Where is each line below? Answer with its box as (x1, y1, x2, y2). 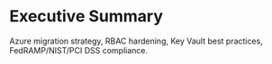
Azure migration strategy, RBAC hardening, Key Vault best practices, (9, 36, 263, 46)
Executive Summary (9, 6, 164, 27)
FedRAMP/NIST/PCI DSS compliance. (9, 44, 149, 55)
